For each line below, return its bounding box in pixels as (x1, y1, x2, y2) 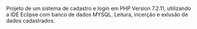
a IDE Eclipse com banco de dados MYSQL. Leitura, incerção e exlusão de (6, 11, 189, 18)
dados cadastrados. (6, 17, 55, 24)
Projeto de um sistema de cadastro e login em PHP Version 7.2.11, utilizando (6, 5, 192, 12)
